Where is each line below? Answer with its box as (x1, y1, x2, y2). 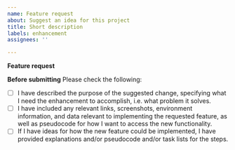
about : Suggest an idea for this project (7, 17, 130, 24)
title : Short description (7, 23, 83, 30)
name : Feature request (7, 10, 74, 18)
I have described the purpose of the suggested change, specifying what (17, 89, 227, 97)
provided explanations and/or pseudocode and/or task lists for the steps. (17, 135, 229, 144)
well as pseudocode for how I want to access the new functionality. (17, 120, 213, 128)
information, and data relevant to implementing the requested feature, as (17, 112, 228, 121)
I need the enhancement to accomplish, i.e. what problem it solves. (17, 97, 212, 105)
